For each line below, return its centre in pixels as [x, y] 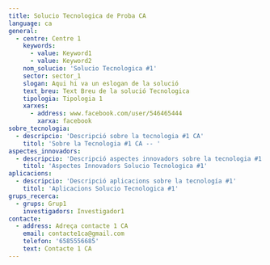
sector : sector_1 [52, 76]
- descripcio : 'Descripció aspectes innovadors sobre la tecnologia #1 [139, 158]
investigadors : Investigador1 [74, 211]
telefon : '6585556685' [61, 242]
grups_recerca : [34, 196]
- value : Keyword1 [61, 53]
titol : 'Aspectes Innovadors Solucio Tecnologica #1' [115, 166]
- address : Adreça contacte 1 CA [72, 226]
